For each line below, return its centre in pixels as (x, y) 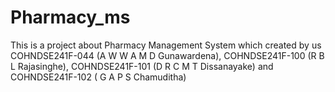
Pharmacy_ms (70, 17)
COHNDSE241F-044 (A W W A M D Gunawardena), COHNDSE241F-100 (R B (167, 55)
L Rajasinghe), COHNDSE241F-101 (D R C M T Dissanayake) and (142, 66)
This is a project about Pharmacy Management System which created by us (166, 45)
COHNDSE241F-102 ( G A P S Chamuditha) (98, 77)
